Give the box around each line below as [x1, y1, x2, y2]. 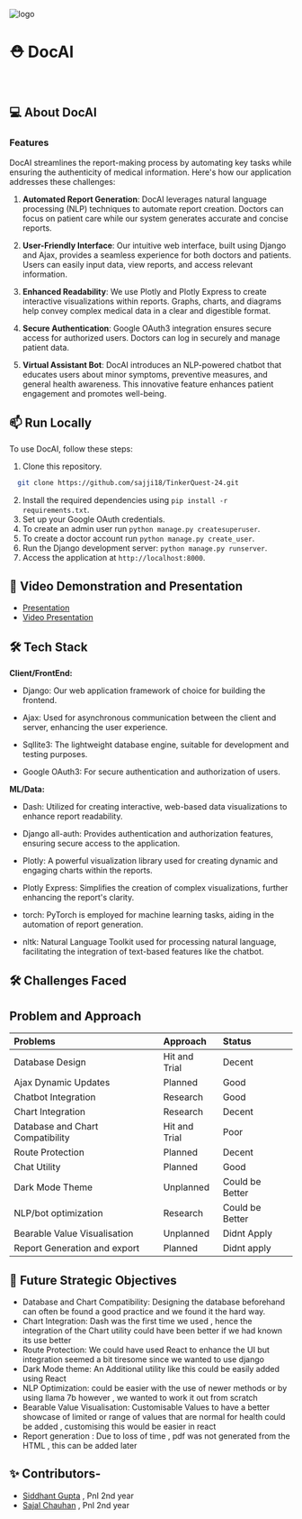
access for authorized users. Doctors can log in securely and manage [22, 332, 280, 343]
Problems [13, 1035, 56, 1048]
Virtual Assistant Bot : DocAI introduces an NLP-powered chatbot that [22, 359, 282, 370]
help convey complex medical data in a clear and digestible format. [22, 305, 271, 316]
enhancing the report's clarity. [22, 892, 135, 902]
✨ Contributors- [9, 1466, 102, 1482]
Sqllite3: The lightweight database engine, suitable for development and [22, 739, 289, 750]
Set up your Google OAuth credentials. [22, 514, 165, 525]
